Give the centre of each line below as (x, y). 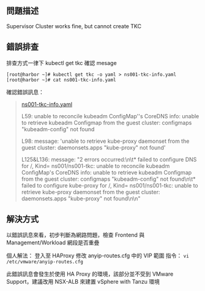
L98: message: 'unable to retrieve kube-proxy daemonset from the (105, 141)
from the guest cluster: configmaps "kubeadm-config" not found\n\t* (108, 179)
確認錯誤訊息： (25, 92)
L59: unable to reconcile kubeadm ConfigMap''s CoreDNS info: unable (110, 116)
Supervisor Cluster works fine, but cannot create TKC (74, 26)
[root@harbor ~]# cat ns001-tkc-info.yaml (61, 80)
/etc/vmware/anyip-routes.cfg (45, 262)
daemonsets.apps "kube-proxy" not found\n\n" (81, 198)
